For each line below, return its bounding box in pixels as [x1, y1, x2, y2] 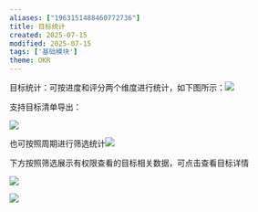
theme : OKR [9, 56, 51, 65]
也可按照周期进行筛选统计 [9, 138, 106, 149]
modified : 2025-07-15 [9, 38, 92, 48]
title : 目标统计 [9, 22, 66, 31]
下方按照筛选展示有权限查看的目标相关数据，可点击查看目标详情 [9, 157, 249, 168]
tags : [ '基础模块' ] [9, 48, 78, 57]
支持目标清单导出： [9, 101, 82, 112]
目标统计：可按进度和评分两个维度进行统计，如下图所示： [9, 82, 225, 92]
